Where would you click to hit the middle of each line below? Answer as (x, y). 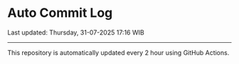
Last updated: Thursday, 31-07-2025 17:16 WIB (76, 32)
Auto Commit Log (60, 13)
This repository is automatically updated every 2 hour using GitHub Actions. (118, 52)
